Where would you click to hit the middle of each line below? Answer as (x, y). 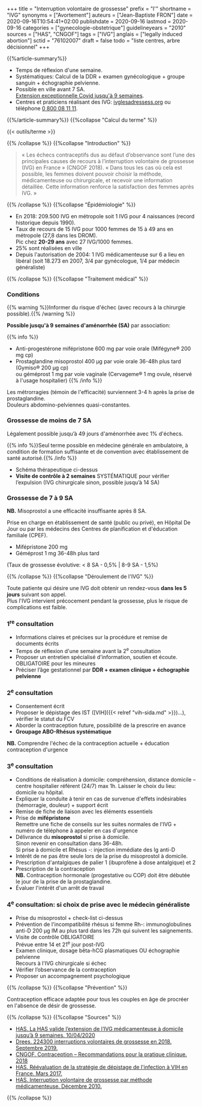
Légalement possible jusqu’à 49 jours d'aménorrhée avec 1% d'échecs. (95, 434)
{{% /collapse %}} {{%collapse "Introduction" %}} (69, 143)
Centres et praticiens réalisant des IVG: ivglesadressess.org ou (93, 102)
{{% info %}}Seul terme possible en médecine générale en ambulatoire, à (97, 445)
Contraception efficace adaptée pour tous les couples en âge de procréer (98, 999)
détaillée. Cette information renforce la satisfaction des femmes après (108, 186)
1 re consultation (30, 623)
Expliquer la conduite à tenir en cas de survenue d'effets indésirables (101, 798)
